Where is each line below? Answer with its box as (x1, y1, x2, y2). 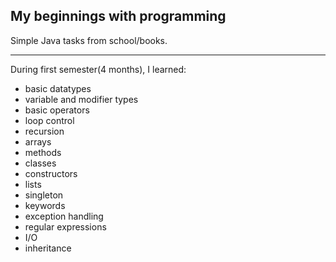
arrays (24, 135, 52, 148)
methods (24, 146, 62, 158)
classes (24, 157, 57, 169)
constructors (24, 167, 78, 179)
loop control (24, 114, 75, 126)
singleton (24, 189, 64, 201)
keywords (24, 199, 66, 211)
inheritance (24, 242, 72, 254)
